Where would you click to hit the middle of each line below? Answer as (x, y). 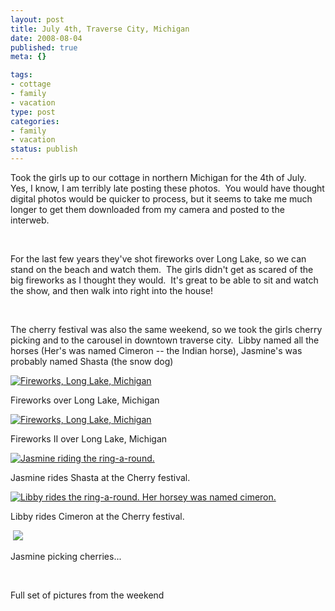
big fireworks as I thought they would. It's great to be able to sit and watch (164, 280)
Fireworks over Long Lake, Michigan (85, 400)
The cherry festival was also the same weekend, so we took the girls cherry (166, 329)
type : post (33, 112)
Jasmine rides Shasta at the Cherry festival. (100, 477)
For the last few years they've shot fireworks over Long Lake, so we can (158, 259)
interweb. (30, 220)
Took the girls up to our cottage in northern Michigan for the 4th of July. (158, 177)
